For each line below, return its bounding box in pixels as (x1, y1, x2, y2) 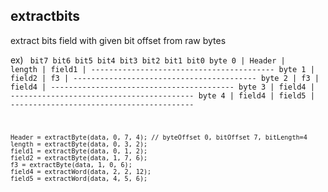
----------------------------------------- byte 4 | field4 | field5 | (10, 90, 315, 101)
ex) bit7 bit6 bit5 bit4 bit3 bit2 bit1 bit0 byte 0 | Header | (10, 54, 286, 66)
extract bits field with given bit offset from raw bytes (10, 34, 227, 46)
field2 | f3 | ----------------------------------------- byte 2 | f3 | (10, 73, 320, 83)
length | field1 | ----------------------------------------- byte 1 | (10, 64, 315, 74)
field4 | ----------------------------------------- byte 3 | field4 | (10, 82, 315, 92)
